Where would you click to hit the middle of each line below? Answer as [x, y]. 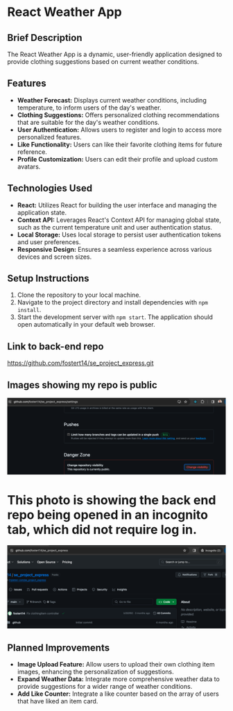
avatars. [29, 166]
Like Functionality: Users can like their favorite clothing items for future [120, 144]
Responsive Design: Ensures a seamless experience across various [114, 249]
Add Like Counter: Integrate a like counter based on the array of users [118, 694]
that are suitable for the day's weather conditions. [88, 122]
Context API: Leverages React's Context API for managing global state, [119, 220]
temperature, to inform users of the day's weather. [89, 108]
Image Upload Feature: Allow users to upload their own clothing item [116, 665]
